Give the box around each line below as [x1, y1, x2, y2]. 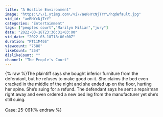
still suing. [5, 96, 26, 103]
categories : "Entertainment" [5, 21, 65, 26]
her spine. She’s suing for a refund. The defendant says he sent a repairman [5, 86, 159, 92]
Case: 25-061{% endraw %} [5, 107, 62, 113]
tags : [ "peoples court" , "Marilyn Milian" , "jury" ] [5, 25, 109, 30]
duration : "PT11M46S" [5, 39, 49, 44]
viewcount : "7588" [5, 44, 43, 48]
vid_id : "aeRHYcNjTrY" [5, 16, 51, 21]
